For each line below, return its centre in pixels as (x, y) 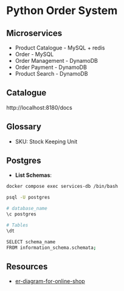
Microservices (34, 33)
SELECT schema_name (31, 242)
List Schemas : (33, 175)
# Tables (17, 225)
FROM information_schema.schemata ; (51, 248)
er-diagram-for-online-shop (50, 281)
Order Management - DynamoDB (57, 61)
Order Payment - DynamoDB (51, 67)
